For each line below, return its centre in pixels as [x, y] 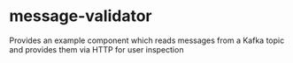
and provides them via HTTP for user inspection [96, 49]
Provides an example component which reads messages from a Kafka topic [147, 40]
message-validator [81, 16]
